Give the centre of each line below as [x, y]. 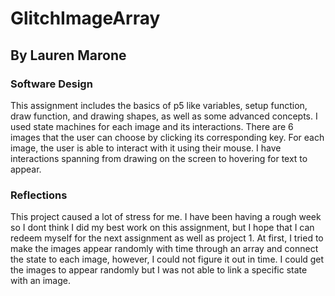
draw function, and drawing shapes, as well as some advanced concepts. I [164, 116]
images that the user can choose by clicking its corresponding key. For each [167, 137]
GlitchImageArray [85, 18]
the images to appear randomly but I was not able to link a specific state [159, 270]
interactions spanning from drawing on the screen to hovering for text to [159, 158]
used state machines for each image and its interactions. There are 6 [152, 126]
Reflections [39, 195]
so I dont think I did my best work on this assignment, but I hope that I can [162, 228]
